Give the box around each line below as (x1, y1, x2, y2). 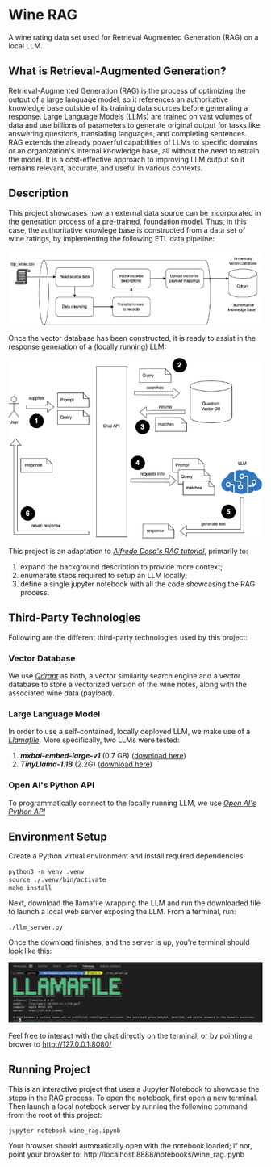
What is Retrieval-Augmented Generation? (8, 65, 227, 78)
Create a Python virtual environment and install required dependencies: (8, 851, 246, 861)
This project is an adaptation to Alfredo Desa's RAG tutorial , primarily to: (8, 546, 248, 556)
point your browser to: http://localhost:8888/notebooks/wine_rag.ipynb (8, 1149, 245, 1159)
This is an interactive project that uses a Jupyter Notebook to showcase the (8, 1084, 260, 1094)
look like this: (8, 947, 52, 956)
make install (8, 884, 52, 892)
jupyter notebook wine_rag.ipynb (8, 1127, 121, 1135)
